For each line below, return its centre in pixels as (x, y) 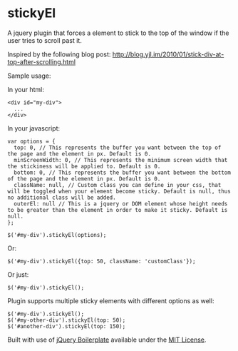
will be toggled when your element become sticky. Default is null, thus (119, 191)
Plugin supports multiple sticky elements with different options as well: (111, 300)
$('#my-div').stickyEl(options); (57, 235)
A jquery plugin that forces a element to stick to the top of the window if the (118, 33)
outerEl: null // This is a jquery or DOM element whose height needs (121, 204)
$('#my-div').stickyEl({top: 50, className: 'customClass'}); (102, 261)
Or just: (18, 274)
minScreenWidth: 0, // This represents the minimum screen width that (121, 160)
